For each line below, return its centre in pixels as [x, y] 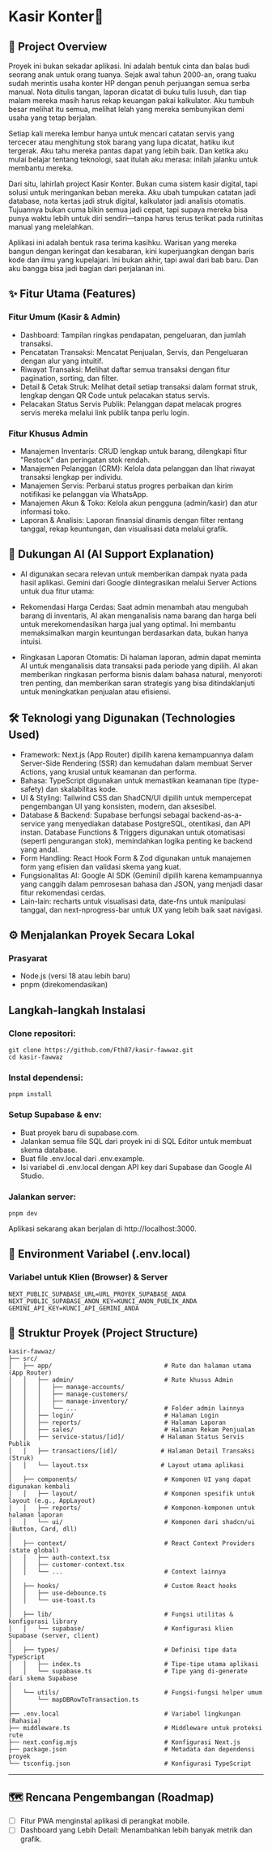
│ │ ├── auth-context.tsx [59, 1558]
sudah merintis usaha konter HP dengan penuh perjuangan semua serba [130, 83]
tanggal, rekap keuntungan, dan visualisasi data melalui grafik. [124, 529]
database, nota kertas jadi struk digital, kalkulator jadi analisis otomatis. [127, 201]
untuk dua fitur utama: [57, 591]
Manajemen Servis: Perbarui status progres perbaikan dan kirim [126, 486]
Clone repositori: [42, 1033]
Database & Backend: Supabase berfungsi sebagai [105, 814]
